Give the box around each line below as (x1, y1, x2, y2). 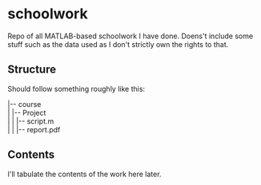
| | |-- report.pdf (7, 124, 61, 134)
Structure (7, 63, 57, 77)
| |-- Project (7, 108, 46, 117)
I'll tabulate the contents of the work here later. (7, 169, 162, 179)
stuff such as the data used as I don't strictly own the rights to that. (7, 39, 229, 49)
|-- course (7, 99, 42, 108)
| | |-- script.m (7, 116, 54, 126)
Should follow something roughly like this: (7, 84, 146, 93)
